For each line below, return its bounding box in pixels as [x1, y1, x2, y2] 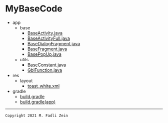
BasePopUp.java [27, 51, 61, 57]
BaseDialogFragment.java [27, 40, 80, 46]
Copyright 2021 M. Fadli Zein [5, 113, 68, 118]
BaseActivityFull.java [27, 35, 70, 41]
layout [19, 78, 33, 84]
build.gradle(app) [19, 99, 56, 105]
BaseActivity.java [27, 30, 63, 36]
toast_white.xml [27, 83, 60, 89]
